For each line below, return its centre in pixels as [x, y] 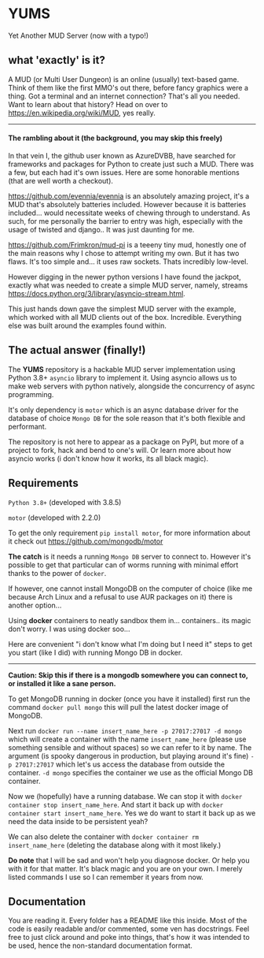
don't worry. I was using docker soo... [69, 629]
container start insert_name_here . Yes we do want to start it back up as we [132, 813]
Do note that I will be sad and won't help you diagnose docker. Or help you [129, 860]
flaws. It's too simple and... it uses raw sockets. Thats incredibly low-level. [128, 262]
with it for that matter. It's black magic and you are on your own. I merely [125, 868]
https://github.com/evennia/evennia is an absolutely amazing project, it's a [129, 196]
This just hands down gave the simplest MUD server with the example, [122, 309]
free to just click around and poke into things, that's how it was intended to [129, 938]
